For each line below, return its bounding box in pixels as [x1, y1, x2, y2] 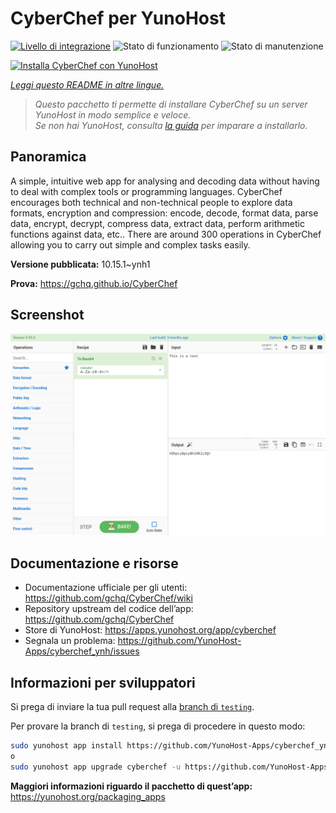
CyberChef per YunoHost [10, 7, 226, 30]
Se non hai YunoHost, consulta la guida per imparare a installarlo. [34, 119, 308, 131]
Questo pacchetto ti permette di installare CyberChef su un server [34, 98, 308, 110]
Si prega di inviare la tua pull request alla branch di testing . [10, 701, 255, 713]
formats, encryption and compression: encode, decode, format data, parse [10, 207, 319, 219]
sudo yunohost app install [10, 741, 123, 751]
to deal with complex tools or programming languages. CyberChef [10, 185, 283, 197]
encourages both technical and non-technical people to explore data [10, 196, 293, 208]
